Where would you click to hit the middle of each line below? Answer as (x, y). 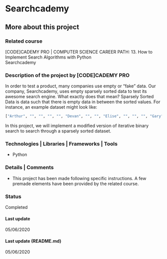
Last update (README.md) (33, 241)
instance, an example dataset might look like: (51, 107)
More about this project (42, 27)
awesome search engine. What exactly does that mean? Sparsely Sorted (80, 97)
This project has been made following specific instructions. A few (79, 178)
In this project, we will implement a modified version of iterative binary (77, 126)
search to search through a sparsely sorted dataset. (58, 131)
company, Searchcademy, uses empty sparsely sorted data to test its (76, 91)
